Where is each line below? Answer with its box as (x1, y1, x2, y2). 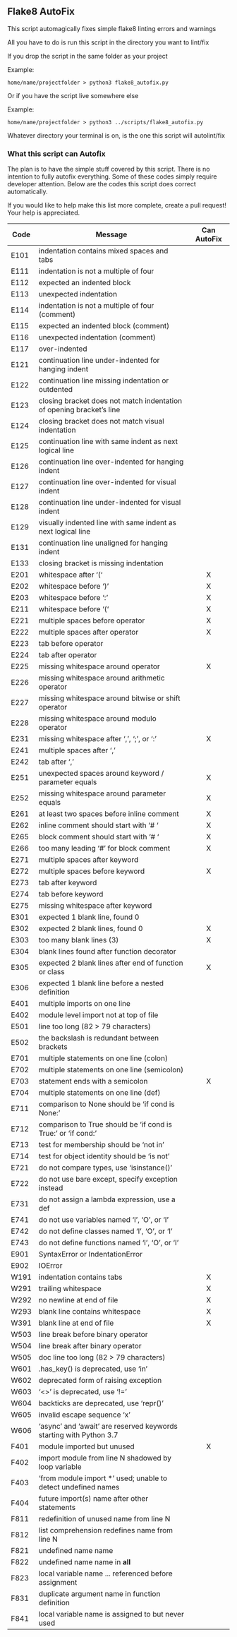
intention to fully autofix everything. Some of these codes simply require (7, 172, 217, 181)
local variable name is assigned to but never (38, 1609, 185, 1619)
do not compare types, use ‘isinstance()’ (38, 1163, 173, 1173)
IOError (38, 1261, 63, 1271)
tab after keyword (38, 878, 97, 888)
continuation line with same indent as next (38, 437, 178, 447)
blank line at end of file (38, 1318, 114, 1328)
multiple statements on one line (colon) (38, 1053, 168, 1063)
